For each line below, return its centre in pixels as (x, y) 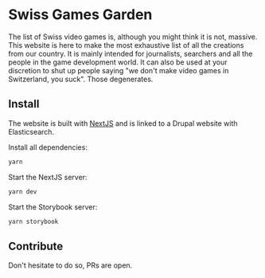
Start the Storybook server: (53, 207)
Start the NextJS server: (48, 177)
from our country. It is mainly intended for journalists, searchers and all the (131, 53)
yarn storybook (33, 221)
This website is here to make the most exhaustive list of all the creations (126, 45)
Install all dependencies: (48, 147)
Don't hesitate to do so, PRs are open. (70, 265)
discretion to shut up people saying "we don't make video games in (119, 70)
